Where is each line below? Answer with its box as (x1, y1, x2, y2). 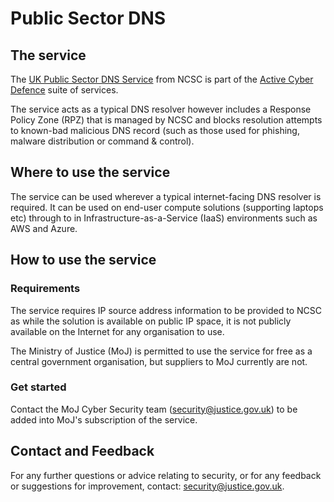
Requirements (10, 282, 81, 296)
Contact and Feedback (10, 443, 155, 460)
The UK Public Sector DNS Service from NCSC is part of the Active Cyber (10, 73, 314, 85)
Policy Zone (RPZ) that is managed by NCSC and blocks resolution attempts (10, 114, 323, 126)
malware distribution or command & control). (10, 135, 195, 147)
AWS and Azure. (10, 222, 78, 234)
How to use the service (10, 252, 157, 269)
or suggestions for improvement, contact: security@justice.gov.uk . (10, 480, 285, 492)
